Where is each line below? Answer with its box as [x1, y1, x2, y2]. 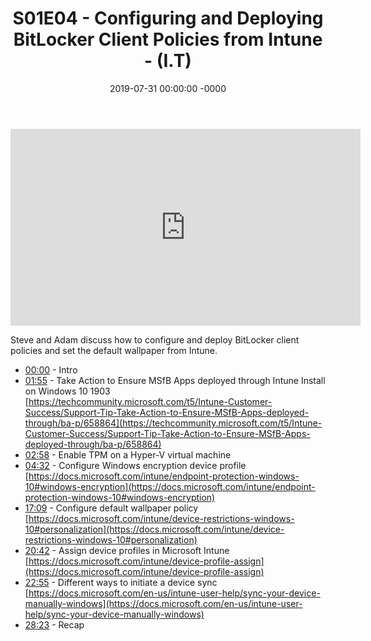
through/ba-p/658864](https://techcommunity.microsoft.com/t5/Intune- [24, 417, 323, 429]
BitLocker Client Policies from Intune [13, 28, 323, 51]
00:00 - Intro [24, 363, 78, 376]
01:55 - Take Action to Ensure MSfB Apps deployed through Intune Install [24, 374, 326, 386]
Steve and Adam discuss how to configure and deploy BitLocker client [10, 333, 300, 346]
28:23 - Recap [24, 618, 85, 631]
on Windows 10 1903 [24, 385, 111, 397]
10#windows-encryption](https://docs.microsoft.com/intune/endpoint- [24, 480, 316, 492]
